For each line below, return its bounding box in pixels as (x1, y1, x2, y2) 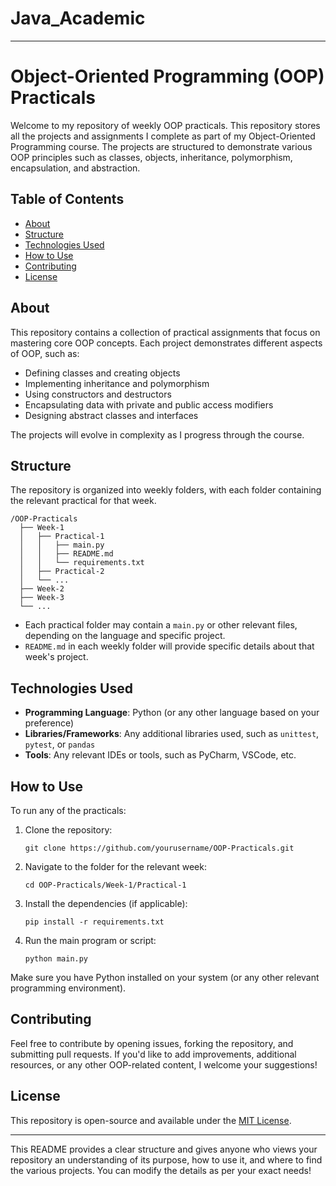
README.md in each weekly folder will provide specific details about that (24, 640, 315, 652)
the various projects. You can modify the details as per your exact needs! (10, 1164, 312, 1176)
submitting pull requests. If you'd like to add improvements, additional (10, 1048, 297, 1060)
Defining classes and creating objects (24, 367, 181, 379)
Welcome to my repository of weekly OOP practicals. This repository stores (10, 119, 321, 131)
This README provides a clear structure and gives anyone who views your (10, 1143, 318, 1155)
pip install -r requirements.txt (24, 917, 165, 927)
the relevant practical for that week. (10, 495, 157, 507)
